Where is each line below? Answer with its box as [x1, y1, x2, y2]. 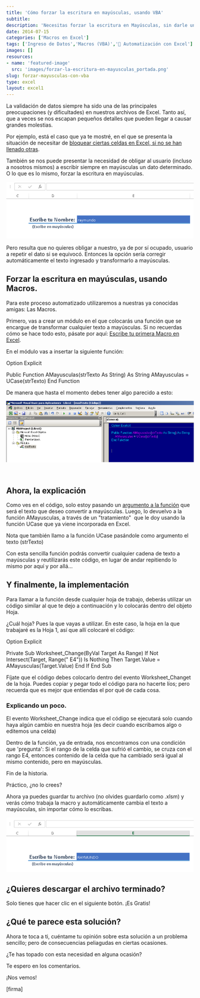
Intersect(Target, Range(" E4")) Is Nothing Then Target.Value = [6, 656, 161, 663]
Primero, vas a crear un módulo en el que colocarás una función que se [6, 317, 182, 324]
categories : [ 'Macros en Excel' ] [6, 35, 89, 41]
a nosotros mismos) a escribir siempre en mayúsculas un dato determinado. [6, 164, 192, 171]
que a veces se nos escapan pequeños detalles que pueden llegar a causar [6, 115, 192, 122]
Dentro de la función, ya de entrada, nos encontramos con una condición [6, 739, 186, 747]
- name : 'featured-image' [6, 60, 70, 66]
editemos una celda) [6, 727, 57, 735]
